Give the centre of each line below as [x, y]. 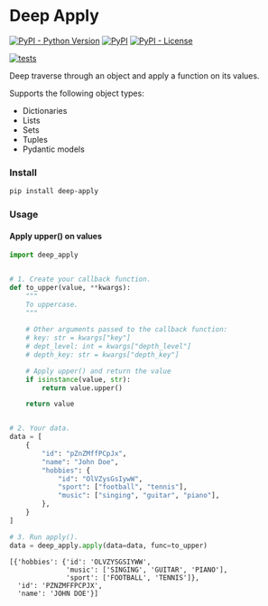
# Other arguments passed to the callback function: [127, 330]
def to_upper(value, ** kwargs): [70, 287]
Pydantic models [54, 149]
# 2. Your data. [40, 429]
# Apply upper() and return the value [98, 371]
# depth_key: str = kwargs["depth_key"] [102, 354]
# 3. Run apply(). [44, 537]
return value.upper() [83, 388]
